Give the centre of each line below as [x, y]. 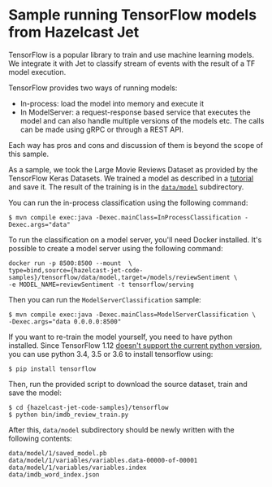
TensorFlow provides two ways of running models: [93, 88]
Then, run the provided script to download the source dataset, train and [128, 384]
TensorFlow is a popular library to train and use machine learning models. [131, 54]
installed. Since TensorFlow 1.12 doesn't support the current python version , [135, 345]
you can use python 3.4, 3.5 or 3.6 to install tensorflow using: [111, 354]
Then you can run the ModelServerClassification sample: [105, 299]
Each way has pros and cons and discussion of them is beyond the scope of [136, 145]
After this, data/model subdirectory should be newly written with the [121, 429]
